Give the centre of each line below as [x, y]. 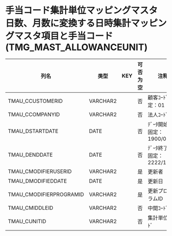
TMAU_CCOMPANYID [34, 114]
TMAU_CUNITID [27, 221]
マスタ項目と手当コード [64, 36]
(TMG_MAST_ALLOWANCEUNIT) [77, 47]
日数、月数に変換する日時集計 [68, 23]
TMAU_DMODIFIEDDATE [38, 181]
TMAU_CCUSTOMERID [35, 101]
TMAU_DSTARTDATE [33, 131]
